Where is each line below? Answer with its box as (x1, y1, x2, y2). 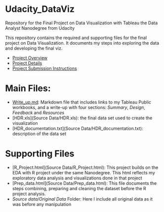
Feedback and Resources (12, 109, 65, 115)
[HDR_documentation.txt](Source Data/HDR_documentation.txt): (12, 125, 143, 131)
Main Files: (5, 83, 51, 94)
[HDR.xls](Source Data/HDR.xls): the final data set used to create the (12, 115, 153, 121)
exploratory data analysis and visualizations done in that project (12, 175, 142, 181)
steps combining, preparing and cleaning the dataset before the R (12, 185, 147, 191)
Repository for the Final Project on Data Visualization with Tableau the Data (5, 20, 158, 26)
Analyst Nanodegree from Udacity (5, 25, 75, 31)
